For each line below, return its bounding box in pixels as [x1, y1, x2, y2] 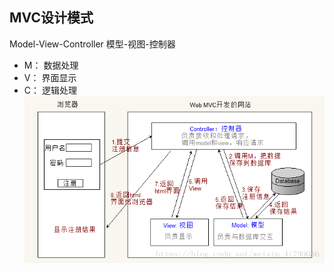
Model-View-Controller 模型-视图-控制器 [9, 38, 176, 50]
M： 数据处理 [23, 59, 79, 71]
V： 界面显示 [23, 71, 77, 83]
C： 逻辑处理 [23, 84, 77, 96]
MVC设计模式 [9, 9, 94, 27]
